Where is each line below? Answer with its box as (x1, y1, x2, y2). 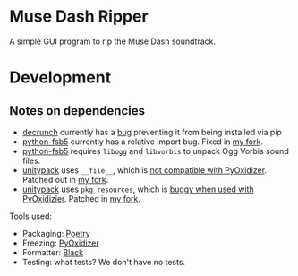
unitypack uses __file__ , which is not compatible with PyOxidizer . (21, 164, 267, 176)
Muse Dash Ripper (9, 6, 149, 27)
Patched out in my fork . (21, 174, 109, 185)
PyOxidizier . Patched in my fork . (21, 193, 141, 203)
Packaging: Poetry (21, 228, 91, 238)
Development (9, 67, 112, 88)
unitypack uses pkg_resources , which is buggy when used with (21, 184, 254, 194)
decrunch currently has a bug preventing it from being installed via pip (21, 126, 282, 137)
